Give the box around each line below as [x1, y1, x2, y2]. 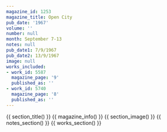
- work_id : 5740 [6, 86, 46, 92]
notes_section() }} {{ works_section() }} [6, 119, 101, 126]
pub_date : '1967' [6, 20, 49, 25]
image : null [6, 58, 35, 64]
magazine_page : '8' [11, 91, 60, 97]
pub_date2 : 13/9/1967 [6, 53, 60, 59]
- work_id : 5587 [6, 69, 46, 75]
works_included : [6, 63, 46, 70]
